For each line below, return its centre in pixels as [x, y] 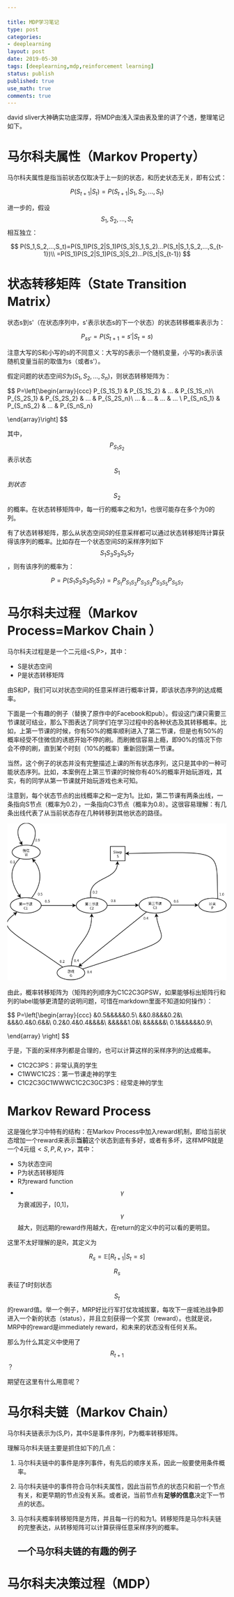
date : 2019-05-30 [32, 59]
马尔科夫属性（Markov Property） [106, 157]
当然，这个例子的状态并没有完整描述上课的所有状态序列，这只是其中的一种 [114, 763]
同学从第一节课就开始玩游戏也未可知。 [86, 780]
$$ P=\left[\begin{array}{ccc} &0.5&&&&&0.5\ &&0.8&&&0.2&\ [95, 1015]
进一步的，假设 [29, 207]
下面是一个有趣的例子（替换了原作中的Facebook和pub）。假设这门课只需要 [114, 713]
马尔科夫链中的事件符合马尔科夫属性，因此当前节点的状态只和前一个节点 [121, 1486]
